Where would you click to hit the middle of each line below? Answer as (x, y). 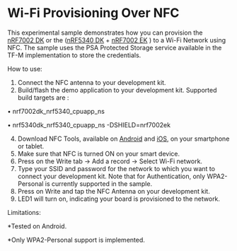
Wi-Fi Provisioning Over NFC (93, 13)
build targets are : (43, 98)
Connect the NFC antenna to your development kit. (92, 82)
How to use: (25, 69)
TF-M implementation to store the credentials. (74, 55)
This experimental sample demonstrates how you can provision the (105, 33)
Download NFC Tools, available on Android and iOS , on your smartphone (123, 139)
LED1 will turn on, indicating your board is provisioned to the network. (119, 199)
